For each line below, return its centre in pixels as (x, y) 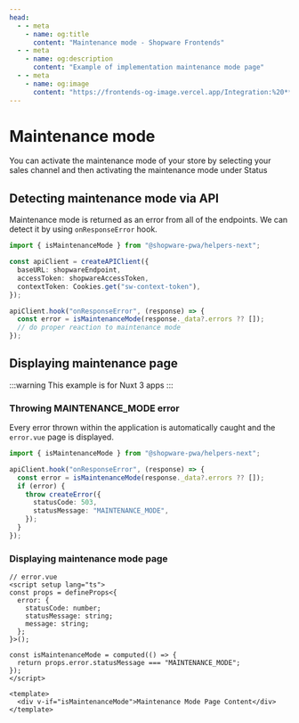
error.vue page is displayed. (61, 437)
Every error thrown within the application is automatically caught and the (142, 428)
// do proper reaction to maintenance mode (99, 328)
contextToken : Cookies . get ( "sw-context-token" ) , (109, 286)
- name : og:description (69, 59)
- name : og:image (57, 84)
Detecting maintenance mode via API (114, 198)
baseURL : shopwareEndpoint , (69, 270)
